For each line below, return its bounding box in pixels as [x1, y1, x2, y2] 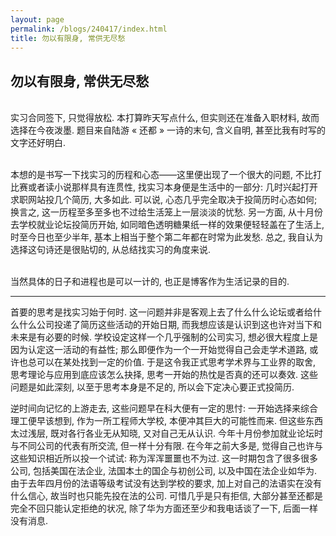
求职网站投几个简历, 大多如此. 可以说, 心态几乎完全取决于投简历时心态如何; [10, 194, 318, 206]
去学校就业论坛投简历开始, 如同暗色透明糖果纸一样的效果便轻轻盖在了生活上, [10, 219, 325, 231]
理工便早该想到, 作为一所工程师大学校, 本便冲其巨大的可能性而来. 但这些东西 [10, 415, 323, 427]
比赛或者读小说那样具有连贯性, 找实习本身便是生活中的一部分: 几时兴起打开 [10, 181, 318, 193]
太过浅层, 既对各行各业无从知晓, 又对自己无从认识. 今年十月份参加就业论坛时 [10, 427, 323, 440]
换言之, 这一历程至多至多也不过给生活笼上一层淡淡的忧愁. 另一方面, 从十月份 [10, 206, 323, 218]
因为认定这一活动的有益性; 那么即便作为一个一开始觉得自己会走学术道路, [10, 344, 308, 356]
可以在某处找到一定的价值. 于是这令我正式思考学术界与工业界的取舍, [36, 356, 317, 368]
